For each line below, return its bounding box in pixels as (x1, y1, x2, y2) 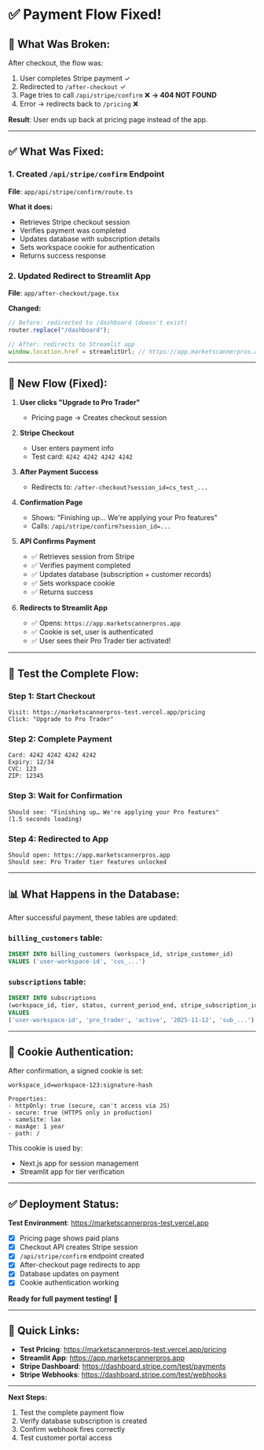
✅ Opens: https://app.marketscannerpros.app (31, 619, 181, 628)
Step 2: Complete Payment (8, 733, 112, 744)
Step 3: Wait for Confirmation (8, 790, 123, 801)
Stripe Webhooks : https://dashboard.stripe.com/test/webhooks (19, 1370, 227, 1380)
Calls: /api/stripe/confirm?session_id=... (31, 522, 171, 531)
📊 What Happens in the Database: (8, 888, 180, 902)
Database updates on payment (19, 1269, 119, 1278)
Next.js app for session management (19, 1158, 139, 1168)
